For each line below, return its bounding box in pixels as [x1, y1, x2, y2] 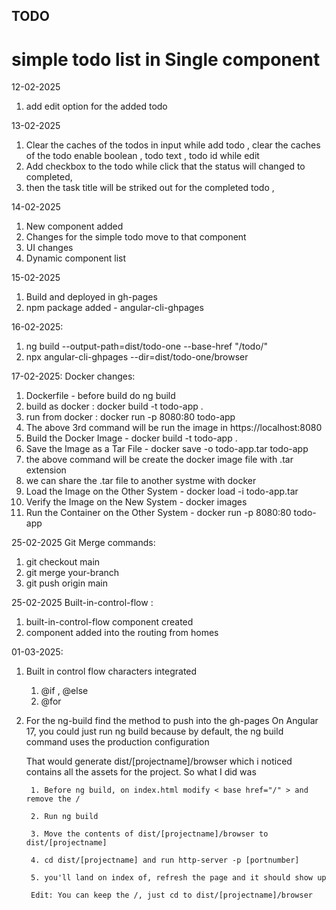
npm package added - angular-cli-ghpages [25, 302, 204, 314]
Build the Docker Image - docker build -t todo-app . [25, 432, 238, 444]
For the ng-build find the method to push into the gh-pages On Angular [25, 715, 319, 727]
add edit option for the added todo [25, 100, 168, 113]
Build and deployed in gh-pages [25, 291, 158, 303]
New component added [25, 220, 124, 233]
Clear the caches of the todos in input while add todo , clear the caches [25, 139, 321, 151]
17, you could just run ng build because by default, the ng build [25, 725, 284, 738]
